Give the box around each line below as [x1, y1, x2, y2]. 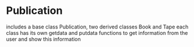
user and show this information [6, 35, 81, 42]
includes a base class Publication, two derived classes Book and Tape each [6, 23, 189, 30]
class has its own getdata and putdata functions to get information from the [6, 29, 188, 36]
